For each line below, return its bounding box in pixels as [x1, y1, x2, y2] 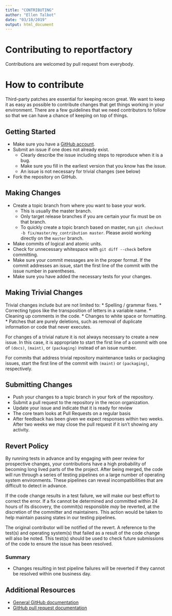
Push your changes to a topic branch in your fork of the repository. [12, 394, 154, 400]
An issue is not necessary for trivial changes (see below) [20, 168, 141, 174]
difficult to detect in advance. [5, 483, 68, 489]
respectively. [5, 366, 32, 372]
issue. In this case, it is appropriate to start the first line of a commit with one [5, 339, 167, 345]
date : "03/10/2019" [5, 17, 47, 22]
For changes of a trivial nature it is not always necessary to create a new [5, 334, 159, 340]
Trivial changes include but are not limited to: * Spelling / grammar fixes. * [5, 302, 162, 308]
